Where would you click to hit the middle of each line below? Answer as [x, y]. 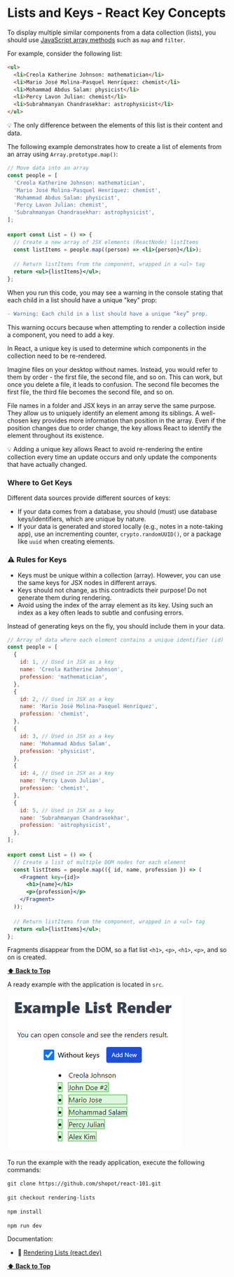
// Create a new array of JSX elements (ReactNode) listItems [106, 242]
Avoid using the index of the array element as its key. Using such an [115, 605]
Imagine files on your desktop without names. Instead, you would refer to [113, 369]
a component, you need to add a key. [61, 335]
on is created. [27, 957]
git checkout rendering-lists [51, 1198]
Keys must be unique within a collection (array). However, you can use [119, 575]
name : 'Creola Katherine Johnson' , [72, 669]
